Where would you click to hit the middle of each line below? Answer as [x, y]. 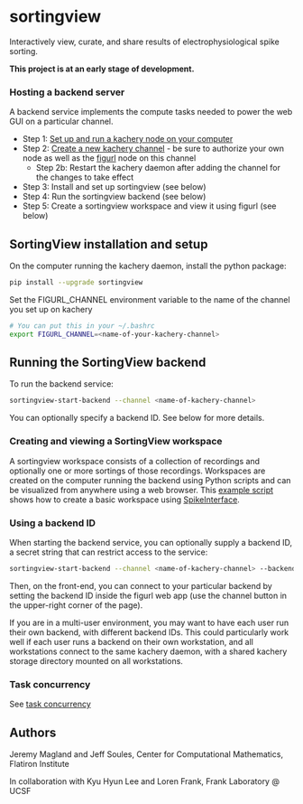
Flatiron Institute [39, 763]
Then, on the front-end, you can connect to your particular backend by [141, 585]
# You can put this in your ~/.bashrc [82, 326]
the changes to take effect [85, 177]
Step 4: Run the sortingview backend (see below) [114, 197]
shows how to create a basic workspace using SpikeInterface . [125, 500]
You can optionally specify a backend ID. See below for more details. [137, 418]
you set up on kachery [51, 309]
